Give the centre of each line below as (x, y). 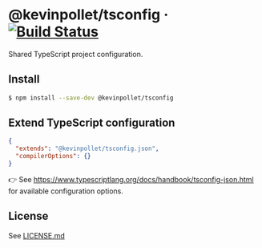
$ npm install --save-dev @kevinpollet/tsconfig (91, 98)
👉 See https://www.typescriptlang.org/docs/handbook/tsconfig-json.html (131, 179)
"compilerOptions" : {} (53, 157)
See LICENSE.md (37, 235)
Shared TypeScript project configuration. (76, 54)
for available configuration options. (66, 191)
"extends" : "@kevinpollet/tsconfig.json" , (87, 149)
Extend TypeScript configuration (92, 123)
